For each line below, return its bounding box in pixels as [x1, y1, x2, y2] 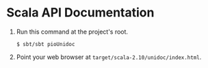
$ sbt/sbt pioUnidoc [16, 41, 75, 47]
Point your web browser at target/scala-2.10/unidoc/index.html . [16, 53, 202, 61]
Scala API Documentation [6, 5, 155, 21]
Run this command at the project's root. [16, 27, 128, 36]
